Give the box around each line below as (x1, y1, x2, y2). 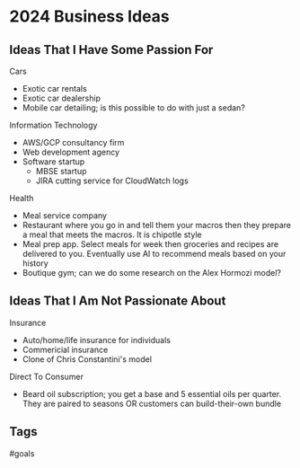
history (22, 258, 49, 269)
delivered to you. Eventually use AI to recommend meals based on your (22, 249, 287, 259)
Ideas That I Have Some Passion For (9, 42, 214, 57)
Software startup (22, 156, 85, 167)
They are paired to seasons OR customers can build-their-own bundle (22, 398, 281, 409)
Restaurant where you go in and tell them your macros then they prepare (22, 220, 292, 230)
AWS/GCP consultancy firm (22, 137, 125, 147)
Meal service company (22, 210, 108, 221)
